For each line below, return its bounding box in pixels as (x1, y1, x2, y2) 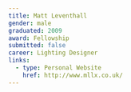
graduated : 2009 (8, 26, 62, 34)
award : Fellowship (8, 34, 69, 42)
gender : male (8, 19, 52, 27)
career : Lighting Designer (8, 49, 98, 57)
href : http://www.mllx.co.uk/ (22, 71, 124, 79)
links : (8, 57, 30, 65)
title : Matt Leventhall (8, 11, 88, 20)
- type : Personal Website (15, 64, 102, 72)
